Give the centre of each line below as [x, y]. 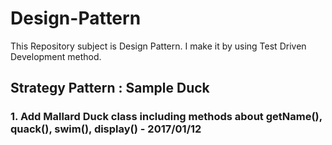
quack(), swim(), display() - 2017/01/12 [106, 129]
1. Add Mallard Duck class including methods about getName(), [166, 117]
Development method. [56, 56]
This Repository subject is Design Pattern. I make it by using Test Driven [158, 46]
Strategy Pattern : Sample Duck [110, 88]
